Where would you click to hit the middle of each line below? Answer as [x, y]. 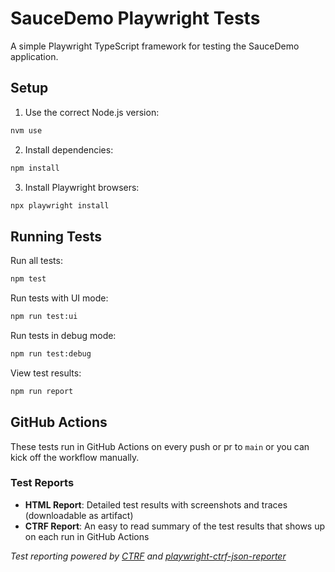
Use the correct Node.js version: [92, 112]
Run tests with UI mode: [59, 298]
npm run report [42, 391]
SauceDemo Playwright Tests [135, 18]
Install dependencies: [69, 149]
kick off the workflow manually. [75, 457]
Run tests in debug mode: [63, 335]
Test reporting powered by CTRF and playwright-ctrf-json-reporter [148, 556]
